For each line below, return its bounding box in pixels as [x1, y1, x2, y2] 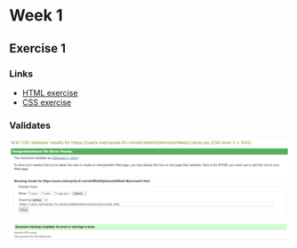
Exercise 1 [9, 41, 67, 56]
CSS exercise [21, 97, 72, 108]
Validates [9, 119, 52, 132]
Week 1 [9, 5, 63, 26]
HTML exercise [21, 87, 78, 98]
